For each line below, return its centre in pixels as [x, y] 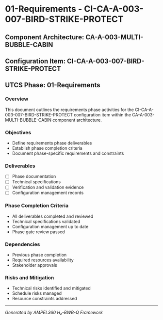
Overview [17, 99]
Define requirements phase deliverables [52, 143]
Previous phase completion [39, 255]
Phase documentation [34, 176]
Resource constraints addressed [44, 299]
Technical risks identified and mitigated [51, 288]
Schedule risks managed [37, 293]
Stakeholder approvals [34, 265]
